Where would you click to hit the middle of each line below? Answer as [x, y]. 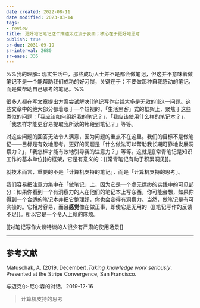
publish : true [24, 39]
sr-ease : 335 [22, 56]
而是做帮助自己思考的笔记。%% [45, 89]
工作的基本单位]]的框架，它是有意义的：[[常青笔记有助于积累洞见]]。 [90, 159]
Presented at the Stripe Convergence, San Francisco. [71, 274]
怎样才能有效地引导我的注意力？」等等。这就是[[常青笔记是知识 [115, 151]
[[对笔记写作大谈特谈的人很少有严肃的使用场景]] [65, 227]
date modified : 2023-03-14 [40, 17]
